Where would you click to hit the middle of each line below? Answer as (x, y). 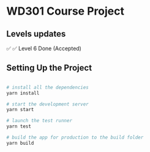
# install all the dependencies (47, 87)
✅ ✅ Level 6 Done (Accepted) (44, 48)
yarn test (19, 126)
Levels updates (36, 34)
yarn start (20, 110)
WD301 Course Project (65, 11)
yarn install (23, 93)
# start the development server (47, 104)
